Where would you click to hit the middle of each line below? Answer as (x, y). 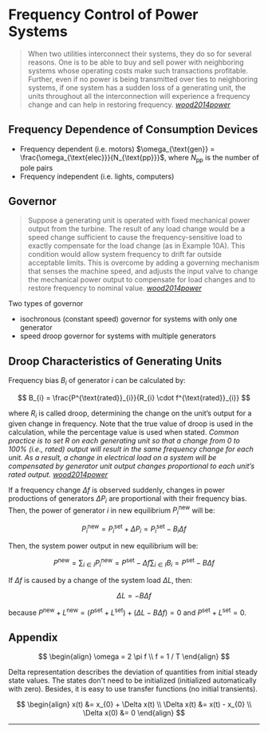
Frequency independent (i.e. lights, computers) (97, 176)
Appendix (33, 637)
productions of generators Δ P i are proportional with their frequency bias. (128, 499)
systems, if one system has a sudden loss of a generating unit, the (137, 87)
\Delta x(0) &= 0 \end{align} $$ (134, 713)
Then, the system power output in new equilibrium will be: (103, 546)
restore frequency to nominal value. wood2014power (114, 288)
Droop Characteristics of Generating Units (115, 361)
